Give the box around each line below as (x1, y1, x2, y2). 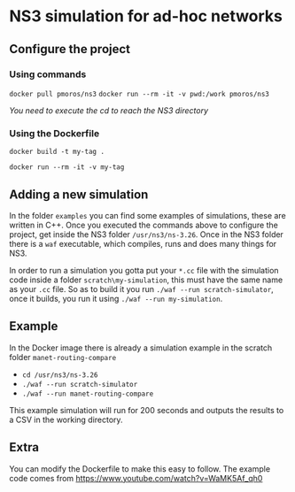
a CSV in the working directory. (9, 414, 123, 425)
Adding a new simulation (9, 187, 149, 202)
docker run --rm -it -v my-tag (9, 163, 125, 172)
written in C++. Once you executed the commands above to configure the (9, 219, 279, 230)
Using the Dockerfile (9, 127, 100, 139)
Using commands (9, 68, 87, 81)
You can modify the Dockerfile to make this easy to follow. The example (9, 463, 271, 474)
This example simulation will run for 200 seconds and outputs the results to (9, 404, 284, 415)
